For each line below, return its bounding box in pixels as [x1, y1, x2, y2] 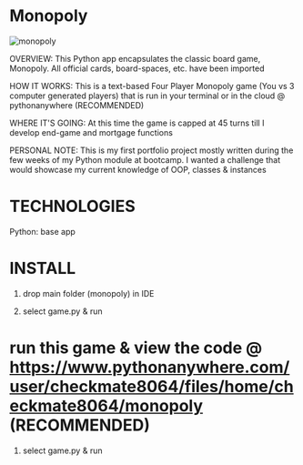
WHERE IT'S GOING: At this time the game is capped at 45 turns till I [9, 117, 265, 128]
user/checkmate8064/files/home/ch [9, 377, 294, 397]
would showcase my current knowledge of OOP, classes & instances [9, 164, 267, 175]
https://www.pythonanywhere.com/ [9, 357, 290, 378]
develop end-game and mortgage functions [9, 126, 173, 137]
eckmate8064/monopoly [9, 396, 203, 416]
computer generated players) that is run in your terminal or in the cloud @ [9, 90, 286, 101]
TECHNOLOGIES [9, 197, 136, 217]
